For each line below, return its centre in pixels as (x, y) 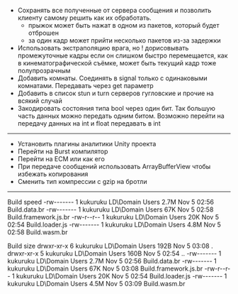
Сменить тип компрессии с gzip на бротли (82, 181)
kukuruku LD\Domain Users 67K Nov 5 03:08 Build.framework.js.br (105, 268)
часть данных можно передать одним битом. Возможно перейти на (121, 116)
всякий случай (40, 101)
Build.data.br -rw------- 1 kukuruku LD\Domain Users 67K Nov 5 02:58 (110, 209)
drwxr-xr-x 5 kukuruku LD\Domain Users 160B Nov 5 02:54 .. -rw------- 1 (114, 254)
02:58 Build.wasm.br (38, 232)
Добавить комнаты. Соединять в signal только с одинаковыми (112, 78)
